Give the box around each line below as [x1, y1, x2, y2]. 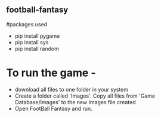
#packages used [6, 20, 48, 28]
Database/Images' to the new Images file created [14, 98, 136, 105]
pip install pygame [14, 32, 60, 40]
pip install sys [14, 38, 49, 46]
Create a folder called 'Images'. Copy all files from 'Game [14, 92, 156, 99]
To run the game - [6, 66, 97, 80]
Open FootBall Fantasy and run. [14, 105, 92, 112]
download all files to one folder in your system [14, 86, 129, 93]
